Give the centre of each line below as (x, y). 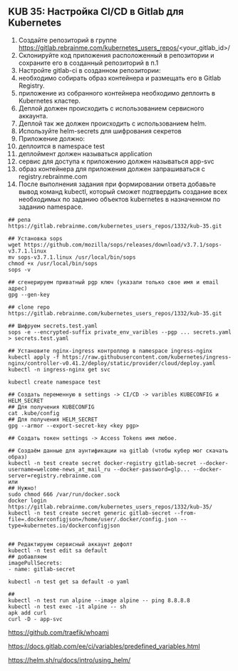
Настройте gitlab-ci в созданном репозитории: (89, 70)
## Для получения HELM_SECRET (53, 419)
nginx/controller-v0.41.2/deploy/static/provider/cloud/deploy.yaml (112, 363)
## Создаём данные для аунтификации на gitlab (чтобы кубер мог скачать (118, 451)
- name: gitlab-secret (42, 569)
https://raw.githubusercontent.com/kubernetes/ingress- (147, 357)
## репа (20, 220)
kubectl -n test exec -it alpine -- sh (67, 606)
